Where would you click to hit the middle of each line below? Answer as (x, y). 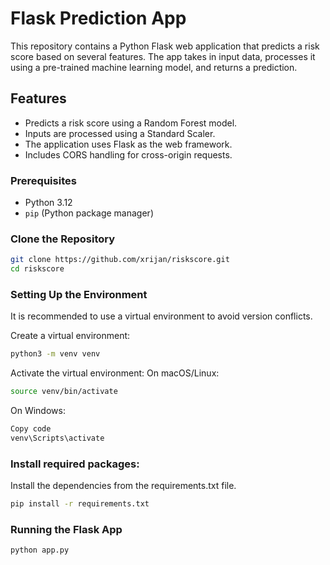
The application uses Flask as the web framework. (128, 144)
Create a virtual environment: (70, 336)
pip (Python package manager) (89, 213)
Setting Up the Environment (79, 295)
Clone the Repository (63, 239)
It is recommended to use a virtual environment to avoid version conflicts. (161, 316)
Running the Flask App (66, 529)
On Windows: (38, 411)
